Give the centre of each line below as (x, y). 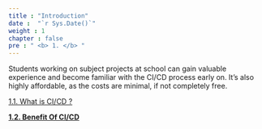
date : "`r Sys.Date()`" (52, 23)
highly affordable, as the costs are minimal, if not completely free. (118, 86)
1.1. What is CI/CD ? (41, 102)
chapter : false (36, 38)
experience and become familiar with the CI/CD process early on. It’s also (131, 77)
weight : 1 (27, 31)
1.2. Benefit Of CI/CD (44, 117)
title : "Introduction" (49, 16)
